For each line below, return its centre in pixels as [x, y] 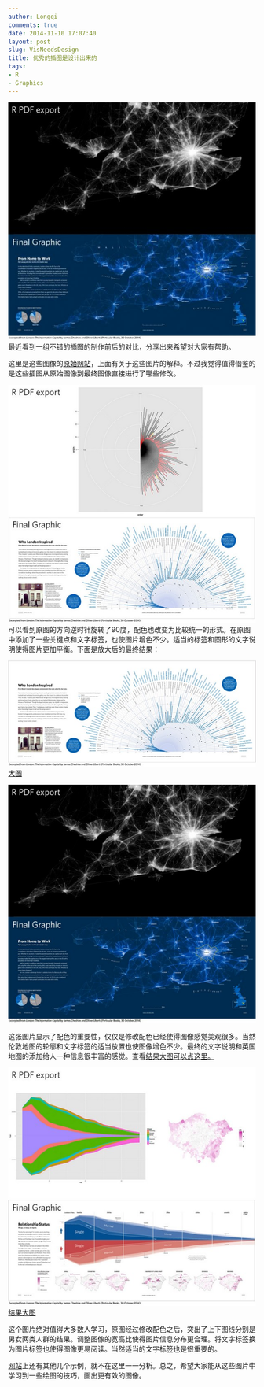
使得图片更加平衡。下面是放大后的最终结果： [87, 649]
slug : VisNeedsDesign [44, 50]
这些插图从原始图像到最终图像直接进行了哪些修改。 [97, 373]
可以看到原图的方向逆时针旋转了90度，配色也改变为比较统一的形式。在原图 [130, 630]
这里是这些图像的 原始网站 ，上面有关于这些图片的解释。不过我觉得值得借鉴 [128, 364]
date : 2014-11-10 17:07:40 [52, 33]
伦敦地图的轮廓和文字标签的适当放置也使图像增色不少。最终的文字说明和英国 [132, 1046]
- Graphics [26, 83]
